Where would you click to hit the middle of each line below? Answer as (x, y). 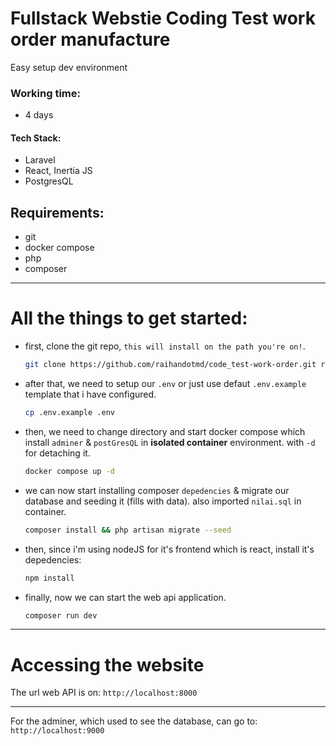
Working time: (45, 93)
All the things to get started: (129, 318)
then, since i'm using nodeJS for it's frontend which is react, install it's (169, 549)
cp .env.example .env (69, 413)
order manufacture (90, 39)
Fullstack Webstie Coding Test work (163, 18)
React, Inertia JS (58, 171)
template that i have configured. (90, 394)
